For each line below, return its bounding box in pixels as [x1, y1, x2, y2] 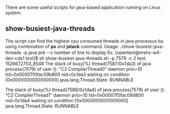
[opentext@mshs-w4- [115, 49, 162, 55]
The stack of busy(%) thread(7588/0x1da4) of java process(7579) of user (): [5, 87, 165, 93]
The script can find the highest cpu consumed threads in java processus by [5, 38, 164, 44]
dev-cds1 [5, 55, 24, 61]
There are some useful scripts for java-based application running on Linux [5, 5, 161, 10]
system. [5, 10, 22, 16]
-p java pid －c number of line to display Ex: [22, 49, 115, 55]
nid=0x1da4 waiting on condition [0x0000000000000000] [5, 97, 129, 103]
